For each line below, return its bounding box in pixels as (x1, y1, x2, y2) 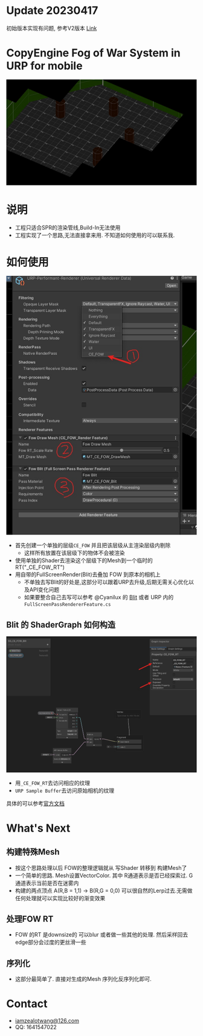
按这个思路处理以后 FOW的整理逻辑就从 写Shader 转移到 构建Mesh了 (14, 864, 187, 871)
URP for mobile (6, 59, 83, 73)
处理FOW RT (6, 913, 54, 924)
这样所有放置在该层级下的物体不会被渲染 (24, 550, 125, 557)
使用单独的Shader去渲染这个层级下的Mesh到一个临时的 (14, 557, 153, 564)
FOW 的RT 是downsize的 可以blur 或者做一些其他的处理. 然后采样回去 (14, 931, 188, 938)
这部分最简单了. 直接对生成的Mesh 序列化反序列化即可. (14, 975, 152, 983)
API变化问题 (29, 586, 59, 593)
